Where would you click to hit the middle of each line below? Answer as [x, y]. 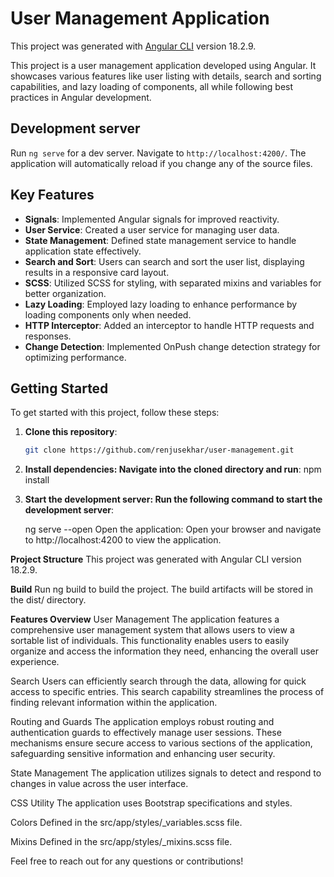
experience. [35, 662]
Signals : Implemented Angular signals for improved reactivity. [152, 219]
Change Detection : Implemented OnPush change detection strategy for [172, 346]
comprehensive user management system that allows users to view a [152, 630]
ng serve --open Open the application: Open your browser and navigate [173, 529]
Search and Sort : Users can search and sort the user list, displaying [164, 261]
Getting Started [59, 388]
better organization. [65, 293]
